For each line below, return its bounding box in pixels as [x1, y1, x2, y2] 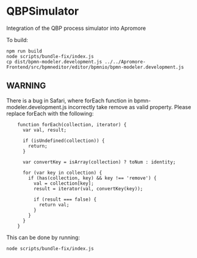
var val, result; [22, 127, 67, 133]
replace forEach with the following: [6, 110, 94, 117]
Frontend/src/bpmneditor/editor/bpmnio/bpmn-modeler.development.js [6, 64, 184, 70]
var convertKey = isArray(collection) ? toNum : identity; [22, 159, 176, 165]
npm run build [6, 48, 43, 54]
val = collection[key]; [33, 180, 95, 187]
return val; [38, 201, 70, 208]
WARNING [6, 81, 46, 91]
